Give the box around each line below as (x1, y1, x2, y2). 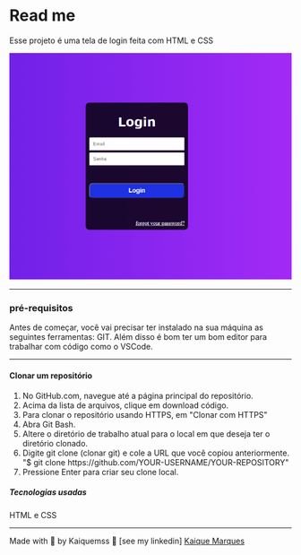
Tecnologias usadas (9, 487, 87, 498)
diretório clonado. (21, 438, 88, 448)
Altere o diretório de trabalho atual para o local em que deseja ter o (21, 428, 271, 439)
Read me (9, 5, 76, 26)
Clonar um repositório (9, 370, 92, 381)
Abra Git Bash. (21, 419, 76, 429)
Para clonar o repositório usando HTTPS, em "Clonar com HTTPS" (21, 409, 268, 420)
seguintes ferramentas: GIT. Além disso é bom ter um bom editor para (9, 332, 267, 343)
